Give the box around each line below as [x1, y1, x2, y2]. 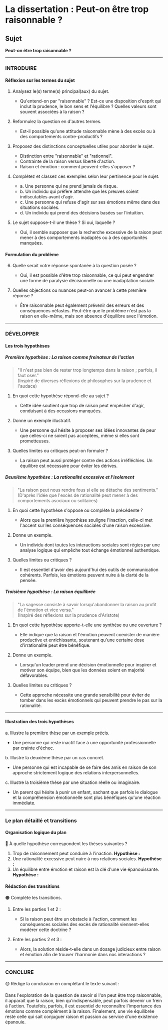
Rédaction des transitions [5, 883, 60, 889]
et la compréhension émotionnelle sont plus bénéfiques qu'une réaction [12, 794, 161, 800]
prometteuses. [19, 438, 50, 444]
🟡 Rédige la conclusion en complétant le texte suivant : [5, 980, 119, 986]
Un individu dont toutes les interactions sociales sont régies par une [19, 541, 160, 548]
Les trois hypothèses [5, 342, 50, 349]
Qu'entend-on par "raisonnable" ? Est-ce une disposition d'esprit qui [19, 98, 161, 104]
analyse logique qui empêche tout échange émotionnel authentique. [19, 547, 160, 553]
